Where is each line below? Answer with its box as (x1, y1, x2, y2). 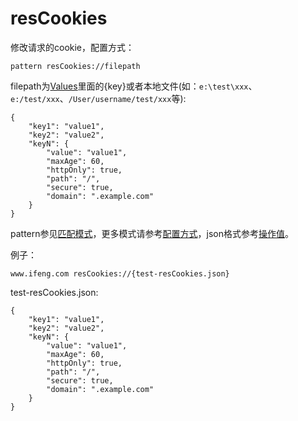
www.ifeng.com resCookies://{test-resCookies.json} (10, 268, 230, 279)
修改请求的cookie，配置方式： (10, 41, 135, 53)
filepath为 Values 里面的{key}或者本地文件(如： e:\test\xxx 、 (10, 80, 258, 92)
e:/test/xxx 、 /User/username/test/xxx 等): (10, 92, 187, 104)
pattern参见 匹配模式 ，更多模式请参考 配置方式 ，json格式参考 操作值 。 (10, 227, 294, 239)
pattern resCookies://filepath (10, 61, 141, 71)
